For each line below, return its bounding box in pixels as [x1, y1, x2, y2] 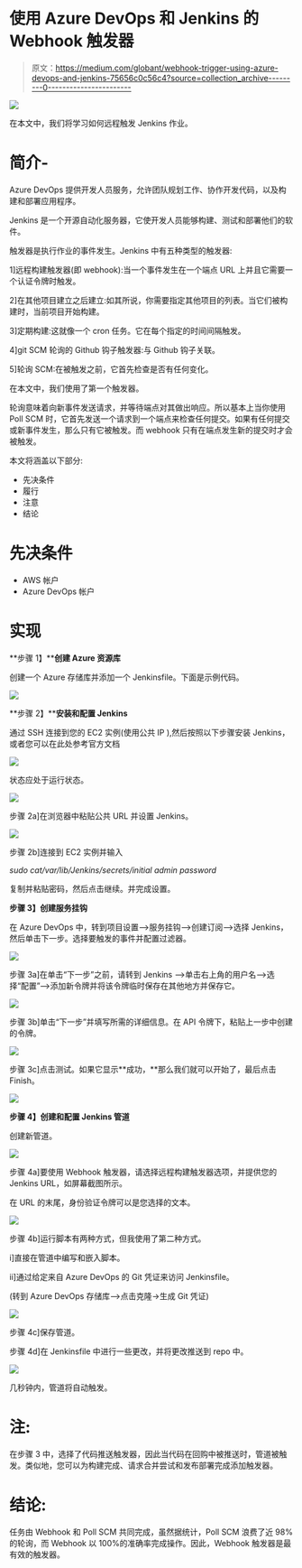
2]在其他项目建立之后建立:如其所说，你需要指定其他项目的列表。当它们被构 [9, 294, 288, 305]
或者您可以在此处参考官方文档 [9, 738, 120, 749]
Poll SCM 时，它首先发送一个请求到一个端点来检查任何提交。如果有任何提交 [9, 413, 290, 424]
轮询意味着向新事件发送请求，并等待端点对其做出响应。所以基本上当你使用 [9, 402, 286, 413]
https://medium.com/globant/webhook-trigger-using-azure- [55, 62, 279, 73]
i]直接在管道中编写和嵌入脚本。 [9, 1252, 125, 1263]
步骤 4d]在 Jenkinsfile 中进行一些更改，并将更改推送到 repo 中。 [9, 1346, 249, 1357]
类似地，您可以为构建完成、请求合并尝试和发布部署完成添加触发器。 [24, 1460, 278, 1471]
